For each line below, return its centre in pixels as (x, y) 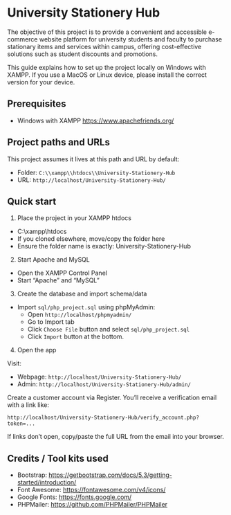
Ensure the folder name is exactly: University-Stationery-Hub (104, 246)
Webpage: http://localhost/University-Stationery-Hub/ (99, 377)
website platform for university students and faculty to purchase (131, 39)
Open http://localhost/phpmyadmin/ (80, 315)
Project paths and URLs (59, 142)
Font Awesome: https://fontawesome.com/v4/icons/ (91, 490)
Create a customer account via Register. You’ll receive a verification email (112, 398)
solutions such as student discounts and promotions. (82, 54)
